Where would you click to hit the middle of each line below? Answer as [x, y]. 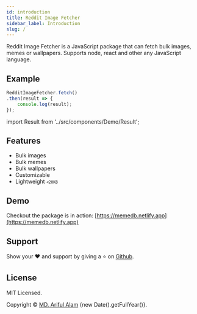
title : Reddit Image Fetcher [43, 18]
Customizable [32, 175]
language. [19, 59]
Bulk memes [31, 162]
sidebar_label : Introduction [43, 23]
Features [23, 140]
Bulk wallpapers [35, 168]
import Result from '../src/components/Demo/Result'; [73, 121]
